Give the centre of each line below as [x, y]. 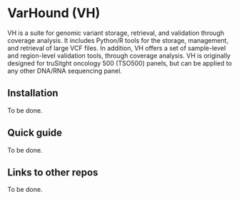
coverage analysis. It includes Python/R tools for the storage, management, [118, 40]
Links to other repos [53, 172]
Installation [33, 93]
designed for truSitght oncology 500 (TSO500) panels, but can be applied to [120, 63]
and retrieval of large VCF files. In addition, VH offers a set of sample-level [117, 48]
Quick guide [35, 133]
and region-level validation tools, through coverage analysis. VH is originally [119, 56]
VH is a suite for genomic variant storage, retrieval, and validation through [116, 33]
